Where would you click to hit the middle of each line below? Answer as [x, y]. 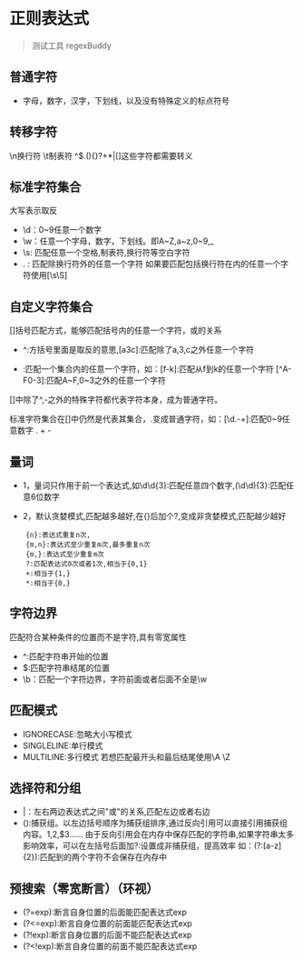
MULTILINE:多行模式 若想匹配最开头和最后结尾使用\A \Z [127, 756]
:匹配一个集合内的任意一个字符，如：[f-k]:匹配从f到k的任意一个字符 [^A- [157, 369]
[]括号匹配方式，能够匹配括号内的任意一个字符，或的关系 [116, 330]
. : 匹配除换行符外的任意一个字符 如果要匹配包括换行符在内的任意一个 [151, 264]
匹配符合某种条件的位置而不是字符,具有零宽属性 [98, 636]
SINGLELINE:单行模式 [63, 745]
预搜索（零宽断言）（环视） [84, 889]
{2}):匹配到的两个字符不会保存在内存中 [95, 857]
